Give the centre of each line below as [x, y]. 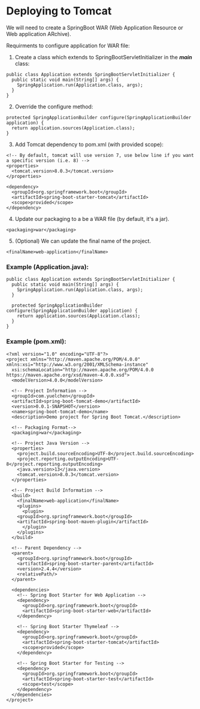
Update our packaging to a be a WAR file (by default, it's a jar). [92, 219]
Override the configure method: [54, 107]
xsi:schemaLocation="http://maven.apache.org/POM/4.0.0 [83, 369]
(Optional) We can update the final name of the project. [83, 241]
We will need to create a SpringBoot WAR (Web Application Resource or [95, 28]
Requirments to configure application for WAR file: [68, 46]
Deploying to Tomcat [59, 11]
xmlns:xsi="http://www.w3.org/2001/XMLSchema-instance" [77, 364]
